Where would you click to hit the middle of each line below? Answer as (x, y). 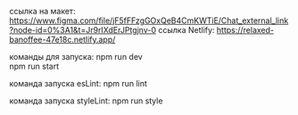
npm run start (34, 66)
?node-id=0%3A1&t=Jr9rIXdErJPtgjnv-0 (83, 30)
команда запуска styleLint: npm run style (86, 101)
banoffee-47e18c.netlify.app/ (62, 39)
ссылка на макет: (42, 11)
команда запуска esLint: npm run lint (78, 83)
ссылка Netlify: (186, 30)
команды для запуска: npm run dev (76, 57)
